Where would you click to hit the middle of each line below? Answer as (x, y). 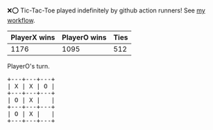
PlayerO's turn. (28, 66)
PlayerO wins (84, 37)
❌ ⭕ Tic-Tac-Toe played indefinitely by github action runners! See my (106, 10)
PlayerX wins (33, 37)
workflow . (21, 20)
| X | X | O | (31, 86)
